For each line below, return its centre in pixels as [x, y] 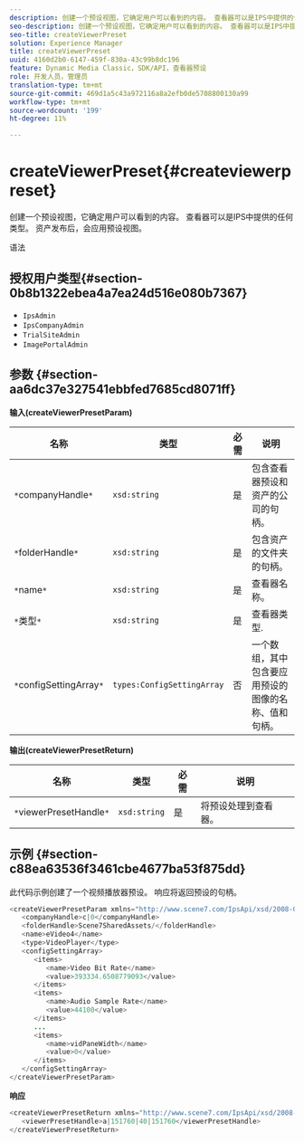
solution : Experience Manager [66, 43]
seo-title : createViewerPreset [68, 34]
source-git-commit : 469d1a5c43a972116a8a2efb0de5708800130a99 [129, 93]
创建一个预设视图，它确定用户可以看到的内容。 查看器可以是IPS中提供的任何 [152, 217]
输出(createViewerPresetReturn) [71, 750]
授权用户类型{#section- [76, 278]
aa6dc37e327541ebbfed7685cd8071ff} [123, 390]
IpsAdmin [39, 316]
